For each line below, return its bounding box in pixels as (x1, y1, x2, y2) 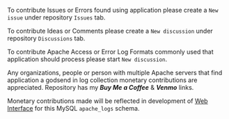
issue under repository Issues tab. (7, 13, 106, 22)
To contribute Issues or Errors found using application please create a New (7, 6, 219, 14)
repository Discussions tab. (7, 34, 86, 42)
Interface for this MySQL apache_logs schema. (7, 104, 140, 112)
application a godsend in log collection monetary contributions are (7, 76, 198, 84)
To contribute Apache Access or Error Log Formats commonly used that (7, 48, 214, 56)
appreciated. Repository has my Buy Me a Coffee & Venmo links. (7, 84, 194, 91)
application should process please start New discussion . (7, 55, 168, 63)
